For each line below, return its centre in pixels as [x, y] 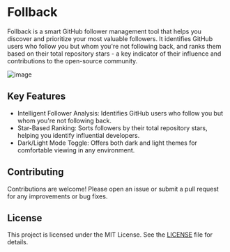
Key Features [37, 96]
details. [18, 242]
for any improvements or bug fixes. [58, 196]
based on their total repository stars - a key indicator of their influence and [114, 54]
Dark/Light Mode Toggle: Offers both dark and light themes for [107, 143]
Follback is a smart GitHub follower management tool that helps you [105, 31]
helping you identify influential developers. [78, 135]
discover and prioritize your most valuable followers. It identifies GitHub [110, 38]
